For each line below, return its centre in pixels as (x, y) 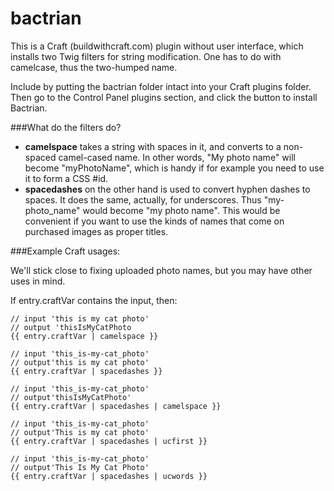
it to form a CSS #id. (66, 178)
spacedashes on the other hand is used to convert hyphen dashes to (167, 189)
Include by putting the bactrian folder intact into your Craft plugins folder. (161, 86)
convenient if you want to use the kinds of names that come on (154, 221)
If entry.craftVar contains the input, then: (94, 300)
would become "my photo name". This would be (181, 210)
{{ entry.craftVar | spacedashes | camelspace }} (116, 406)
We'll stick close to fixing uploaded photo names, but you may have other (161, 270)
